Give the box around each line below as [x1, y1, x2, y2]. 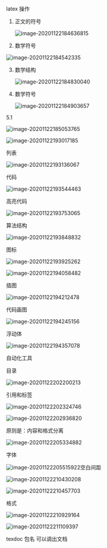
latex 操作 [6, 5, 30, 12]
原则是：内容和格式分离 [6, 427, 64, 434]
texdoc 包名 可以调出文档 [6, 535, 68, 542]
